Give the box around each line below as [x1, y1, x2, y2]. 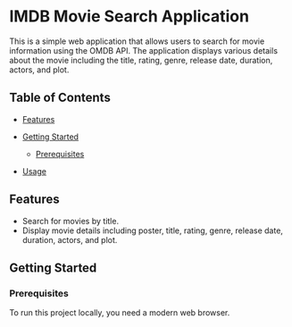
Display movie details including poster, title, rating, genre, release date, [21, 225, 284, 236]
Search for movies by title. [21, 215, 119, 226]
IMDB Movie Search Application [9, 6, 250, 27]
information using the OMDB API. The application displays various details [9, 45, 279, 55]
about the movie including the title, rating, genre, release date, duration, [9, 54, 273, 65]
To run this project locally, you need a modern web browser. [9, 307, 230, 318]
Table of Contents [9, 90, 112, 105]
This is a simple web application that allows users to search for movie [9, 36, 265, 46]
